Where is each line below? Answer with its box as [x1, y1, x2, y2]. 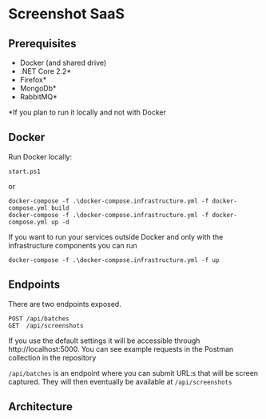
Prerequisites [8, 37, 77, 50]
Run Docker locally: [8, 151, 73, 161]
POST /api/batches [8, 314, 69, 323]
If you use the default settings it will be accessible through [8, 336, 200, 345]
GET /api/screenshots [8, 321, 84, 329]
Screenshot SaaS [8, 5, 125, 23]
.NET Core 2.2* [19, 66, 72, 76]
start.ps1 [8, 167, 42, 175]
